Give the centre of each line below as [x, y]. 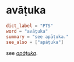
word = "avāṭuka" [27, 31]
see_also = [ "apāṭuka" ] [35, 42]
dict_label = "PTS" [30, 26]
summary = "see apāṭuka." [37, 37]
